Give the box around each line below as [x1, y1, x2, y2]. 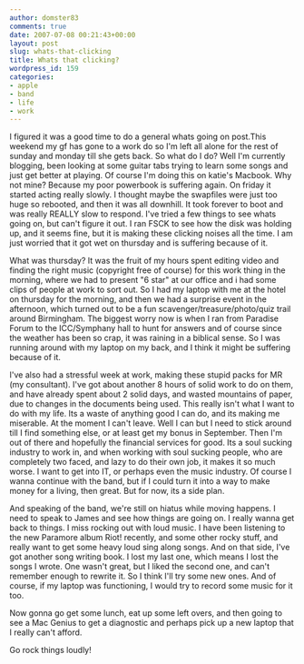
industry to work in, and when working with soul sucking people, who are [9, 447, 283, 458]
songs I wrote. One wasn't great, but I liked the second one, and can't [9, 561, 270, 572]
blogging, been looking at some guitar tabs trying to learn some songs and [9, 160, 289, 171]
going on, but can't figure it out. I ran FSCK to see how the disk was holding [9, 218, 292, 229]
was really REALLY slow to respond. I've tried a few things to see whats [9, 208, 277, 219]
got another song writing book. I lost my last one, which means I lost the [9, 551, 279, 562]
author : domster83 [9, 13, 79, 23]
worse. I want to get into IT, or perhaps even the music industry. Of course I [9, 466, 292, 478]
